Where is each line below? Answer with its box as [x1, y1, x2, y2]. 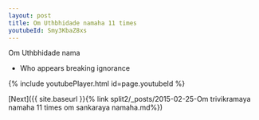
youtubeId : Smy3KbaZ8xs [8, 26, 88, 34]
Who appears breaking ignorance [19, 64, 130, 73]
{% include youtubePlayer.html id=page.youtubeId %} [8, 79, 186, 88]
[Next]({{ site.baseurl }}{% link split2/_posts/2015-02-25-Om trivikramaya [8, 95, 251, 104]
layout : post [8, 11, 52, 20]
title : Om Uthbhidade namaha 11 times [8, 19, 137, 27]
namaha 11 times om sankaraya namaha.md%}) [8, 103, 163, 112]
